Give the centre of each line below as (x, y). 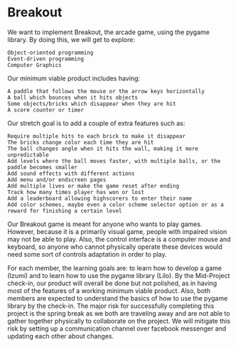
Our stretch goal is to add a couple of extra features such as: (96, 123)
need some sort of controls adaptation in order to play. (87, 254)
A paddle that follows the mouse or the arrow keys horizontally (106, 91)
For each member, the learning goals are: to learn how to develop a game (115, 268)
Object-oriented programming (50, 53)
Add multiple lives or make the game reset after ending (93, 186)
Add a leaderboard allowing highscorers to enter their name (100, 198)
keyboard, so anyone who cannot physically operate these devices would (115, 247)
